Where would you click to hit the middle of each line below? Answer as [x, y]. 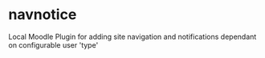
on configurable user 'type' [53, 44]
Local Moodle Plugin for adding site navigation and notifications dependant [132, 37]
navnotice [43, 15]
